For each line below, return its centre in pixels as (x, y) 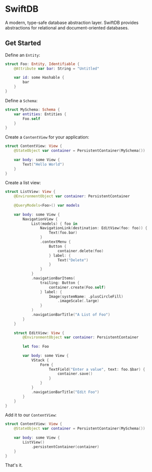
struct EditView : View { (39, 333)
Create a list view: (23, 183)
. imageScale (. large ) (78, 301)
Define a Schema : (22, 100)
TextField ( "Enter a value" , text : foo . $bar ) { (97, 369)
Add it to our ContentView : (31, 415)
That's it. (14, 465)
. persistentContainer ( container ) (65, 447)
